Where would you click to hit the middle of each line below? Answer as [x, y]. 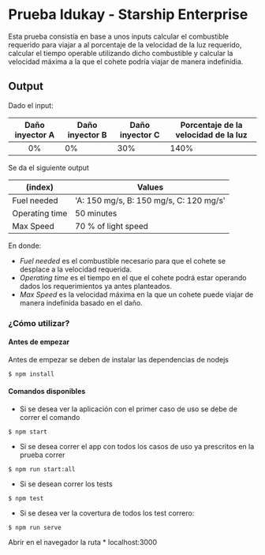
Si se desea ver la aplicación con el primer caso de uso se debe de [129, 409]
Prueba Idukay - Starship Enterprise [128, 15]
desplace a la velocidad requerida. [76, 269]
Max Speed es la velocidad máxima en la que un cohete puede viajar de [136, 294]
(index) [40, 187]
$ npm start [28, 432]
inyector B [87, 134]
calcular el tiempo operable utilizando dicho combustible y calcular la [121, 53]
